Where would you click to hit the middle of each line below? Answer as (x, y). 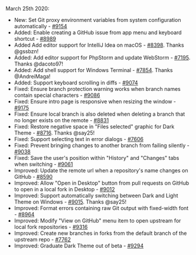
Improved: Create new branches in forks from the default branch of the (100, 233)
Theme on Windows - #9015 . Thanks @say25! (70, 202)
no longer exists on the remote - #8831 (61, 120)
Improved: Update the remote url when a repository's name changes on (101, 170)
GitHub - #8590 (33, 177)
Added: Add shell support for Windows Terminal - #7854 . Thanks (93, 70)
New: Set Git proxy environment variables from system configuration (97, 20)
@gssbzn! (26, 51)
